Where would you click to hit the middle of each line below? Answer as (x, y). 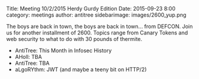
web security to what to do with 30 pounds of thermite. (74, 39)
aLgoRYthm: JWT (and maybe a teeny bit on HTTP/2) (81, 69)
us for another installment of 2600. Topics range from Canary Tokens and (97, 33)
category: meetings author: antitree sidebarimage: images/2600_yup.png (97, 15)
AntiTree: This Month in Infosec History (63, 50)
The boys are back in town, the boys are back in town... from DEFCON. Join (99, 26)
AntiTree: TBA (32, 63)
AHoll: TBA (28, 57)
